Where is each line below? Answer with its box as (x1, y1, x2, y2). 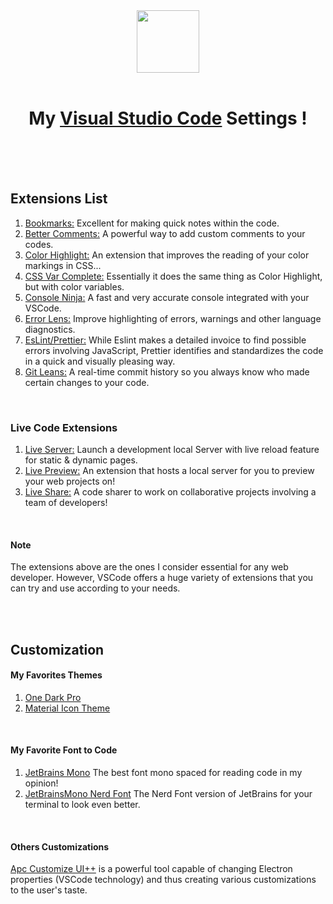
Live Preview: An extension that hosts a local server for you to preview (24, 465, 315, 477)
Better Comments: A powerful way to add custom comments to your (24, 227, 306, 239)
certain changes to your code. (24, 376, 150, 388)
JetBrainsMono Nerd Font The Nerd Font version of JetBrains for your (24, 788, 313, 800)
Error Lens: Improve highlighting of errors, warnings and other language (24, 312, 322, 324)
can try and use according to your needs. (10, 582, 181, 594)
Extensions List (10, 190, 108, 208)
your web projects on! (24, 475, 116, 488)
